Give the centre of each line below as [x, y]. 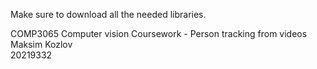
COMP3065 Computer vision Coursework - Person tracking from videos [159, 33]
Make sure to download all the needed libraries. [108, 14]
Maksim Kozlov [41, 44]
